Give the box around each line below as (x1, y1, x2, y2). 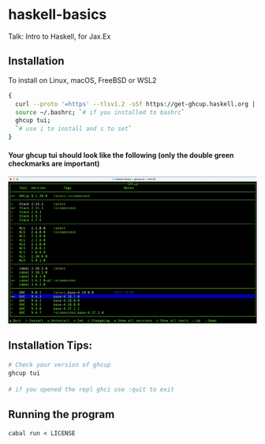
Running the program (8, 408, 115, 421)
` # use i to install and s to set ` (15, 125, 132, 133)
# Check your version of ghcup (8, 360, 111, 368)
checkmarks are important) (8, 159, 100, 168)
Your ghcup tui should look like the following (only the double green (8, 150, 234, 159)
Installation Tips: (8, 339, 93, 353)
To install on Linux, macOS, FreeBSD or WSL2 (8, 75, 157, 84)
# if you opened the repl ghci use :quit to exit (8, 386, 175, 394)
